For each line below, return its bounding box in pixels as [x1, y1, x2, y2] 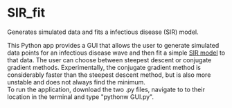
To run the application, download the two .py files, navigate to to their [7, 85, 206, 93]
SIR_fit [7, 5, 46, 21]
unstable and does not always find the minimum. [7, 78, 145, 86]
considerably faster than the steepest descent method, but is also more [7, 71, 211, 79]
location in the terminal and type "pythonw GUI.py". [7, 92, 154, 101]
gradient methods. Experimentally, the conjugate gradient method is [7, 63, 201, 71]
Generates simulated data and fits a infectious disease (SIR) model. [7, 28, 199, 36]
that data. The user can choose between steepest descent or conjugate [7, 55, 212, 64]
